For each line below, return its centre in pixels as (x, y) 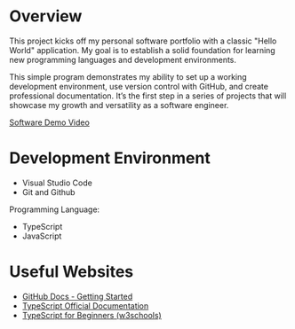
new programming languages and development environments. (123, 59)
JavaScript (42, 236)
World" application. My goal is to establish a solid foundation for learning (142, 50)
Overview (46, 16)
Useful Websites (72, 272)
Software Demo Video (50, 122)
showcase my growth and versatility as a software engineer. (119, 105)
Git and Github (48, 192)
